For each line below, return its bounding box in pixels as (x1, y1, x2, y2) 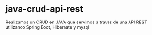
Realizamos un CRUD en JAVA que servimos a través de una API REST (5, 19, 147, 25)
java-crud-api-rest (5, 3, 84, 14)
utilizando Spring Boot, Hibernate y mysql (5, 24, 89, 30)
